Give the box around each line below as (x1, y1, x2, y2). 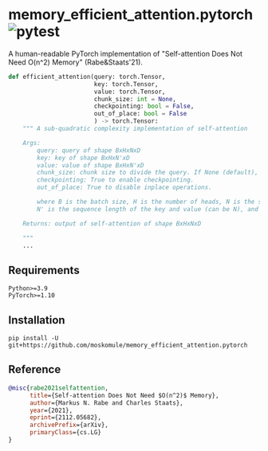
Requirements (8, 263, 80, 276)
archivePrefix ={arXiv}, (29, 421, 109, 429)
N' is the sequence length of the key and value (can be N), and (37, 205, 259, 213)
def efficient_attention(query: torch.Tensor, (8, 73, 166, 80)
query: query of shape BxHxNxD (37, 146, 141, 155)
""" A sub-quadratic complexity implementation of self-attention (22, 125, 248, 133)
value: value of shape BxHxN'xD (37, 161, 145, 169)
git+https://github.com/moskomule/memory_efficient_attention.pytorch (8, 341, 248, 350)
